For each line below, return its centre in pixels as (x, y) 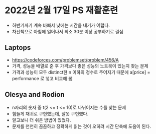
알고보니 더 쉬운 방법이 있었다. (41, 120)
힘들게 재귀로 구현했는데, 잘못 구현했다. (50, 113)
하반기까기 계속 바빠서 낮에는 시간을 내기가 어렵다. (61, 25)
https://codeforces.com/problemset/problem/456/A (65, 60)
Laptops (18, 48)
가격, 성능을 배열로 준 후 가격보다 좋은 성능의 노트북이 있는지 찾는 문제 (80, 65)
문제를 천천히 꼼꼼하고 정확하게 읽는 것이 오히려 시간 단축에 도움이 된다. (82, 126)
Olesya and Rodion (35, 94)
